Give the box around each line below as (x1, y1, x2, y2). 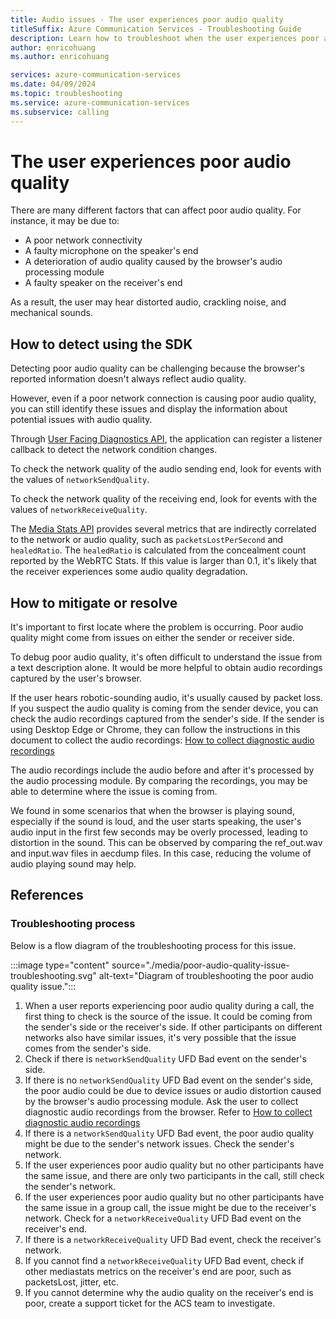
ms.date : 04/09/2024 (10, 79, 97, 90)
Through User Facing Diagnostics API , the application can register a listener (10, 433, 323, 445)
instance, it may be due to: (10, 215, 120, 227)
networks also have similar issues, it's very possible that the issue (24, 1031, 297, 1043)
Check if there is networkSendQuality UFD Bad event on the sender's (24, 1052, 307, 1065)
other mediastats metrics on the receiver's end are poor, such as (24, 1265, 292, 1277)
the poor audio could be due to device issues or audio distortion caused (24, 1084, 322, 1096)
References (10, 887, 84, 904)
